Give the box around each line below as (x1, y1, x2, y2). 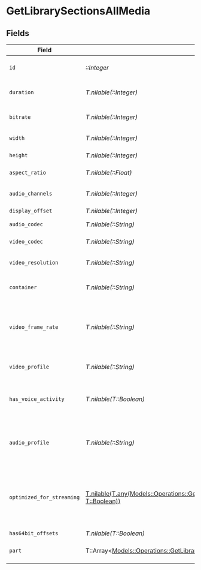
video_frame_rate (9, 324, 59, 331)
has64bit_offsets (9, 530, 59, 536)
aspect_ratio (9, 169, 47, 176)
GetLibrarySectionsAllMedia (6, 4, 151, 18)
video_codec (9, 238, 44, 245)
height (9, 152, 28, 158)
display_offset (9, 208, 53, 214)
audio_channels (9, 190, 53, 197)
